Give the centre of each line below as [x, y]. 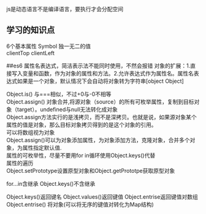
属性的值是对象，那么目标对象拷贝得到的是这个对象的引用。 [82, 124]
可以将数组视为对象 [31, 132]
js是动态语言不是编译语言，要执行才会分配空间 [65, 9]
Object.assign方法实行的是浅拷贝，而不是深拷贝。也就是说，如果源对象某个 [102, 117]
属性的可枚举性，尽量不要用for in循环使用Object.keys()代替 [81, 155]
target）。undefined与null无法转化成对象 [67, 109]
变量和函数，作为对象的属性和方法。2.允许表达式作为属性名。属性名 [108, 73]
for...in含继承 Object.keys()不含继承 [51, 183]
